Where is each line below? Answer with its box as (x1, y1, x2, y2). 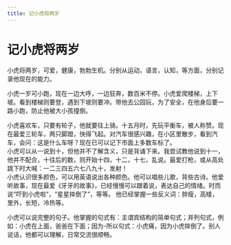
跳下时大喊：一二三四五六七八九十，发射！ (7, 164, 128, 172)
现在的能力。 (19, 74, 56, 83)
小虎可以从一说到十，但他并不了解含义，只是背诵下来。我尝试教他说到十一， (7, 147, 224, 155)
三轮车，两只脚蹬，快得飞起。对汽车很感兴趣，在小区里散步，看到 (25, 129, 212, 138)
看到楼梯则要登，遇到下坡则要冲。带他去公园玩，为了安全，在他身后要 (19, 98, 218, 106)
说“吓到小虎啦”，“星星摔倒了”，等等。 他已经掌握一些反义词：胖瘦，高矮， (7, 190, 219, 198)
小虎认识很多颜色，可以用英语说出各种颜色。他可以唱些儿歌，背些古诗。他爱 (7, 173, 224, 181)
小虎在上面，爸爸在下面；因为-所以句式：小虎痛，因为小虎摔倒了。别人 (19, 222, 221, 230)
